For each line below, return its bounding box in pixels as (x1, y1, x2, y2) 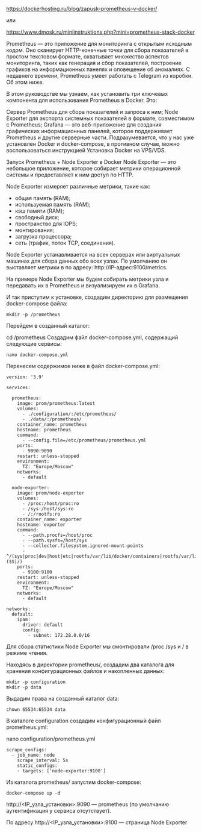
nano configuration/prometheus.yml (6, 735, 96, 742)
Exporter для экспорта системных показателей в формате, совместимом (6, 114, 195, 122)
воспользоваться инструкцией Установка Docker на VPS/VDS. (6, 147, 167, 154)
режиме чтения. (6, 649, 48, 656)
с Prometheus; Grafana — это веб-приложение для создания (6, 121, 162, 128)
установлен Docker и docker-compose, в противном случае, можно (6, 140, 180, 147)
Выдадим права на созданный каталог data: (6, 695, 120, 702)
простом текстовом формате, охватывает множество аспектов (6, 53, 170, 60)
